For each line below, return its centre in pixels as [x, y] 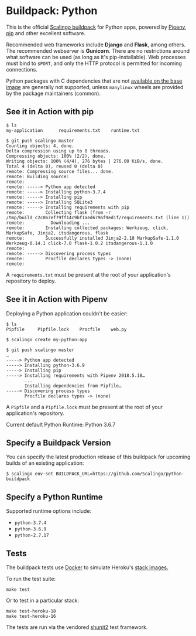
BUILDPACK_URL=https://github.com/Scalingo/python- [120, 474]
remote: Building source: [37, 176]
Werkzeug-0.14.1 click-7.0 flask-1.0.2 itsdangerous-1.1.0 [80, 243]
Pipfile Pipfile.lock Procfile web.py [66, 329]
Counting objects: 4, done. [40, 146]
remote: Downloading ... [48, 223]
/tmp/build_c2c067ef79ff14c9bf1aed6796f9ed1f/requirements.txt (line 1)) [98, 217]
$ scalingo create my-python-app [47, 339]
